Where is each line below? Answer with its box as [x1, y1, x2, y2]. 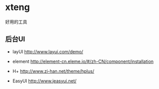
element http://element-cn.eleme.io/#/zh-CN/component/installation [12, 58, 154, 64]
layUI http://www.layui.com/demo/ [12, 48, 83, 54]
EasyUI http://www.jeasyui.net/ [12, 77, 76, 84]
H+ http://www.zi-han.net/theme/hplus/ [12, 68, 94, 74]
